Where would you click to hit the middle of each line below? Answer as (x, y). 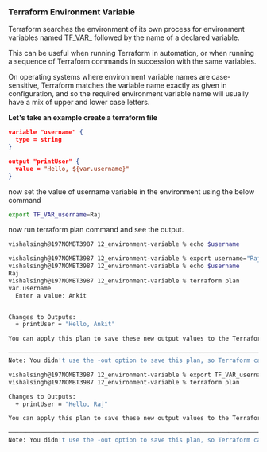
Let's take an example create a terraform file (83, 118)
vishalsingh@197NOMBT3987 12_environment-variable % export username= (128, 259)
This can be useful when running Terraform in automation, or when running (131, 53)
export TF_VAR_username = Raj (55, 214)
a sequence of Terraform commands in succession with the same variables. (132, 61)
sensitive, (24, 85)
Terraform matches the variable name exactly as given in (134, 85)
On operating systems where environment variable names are (109, 77)
